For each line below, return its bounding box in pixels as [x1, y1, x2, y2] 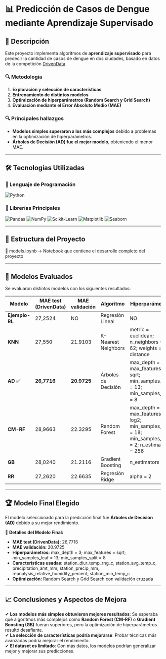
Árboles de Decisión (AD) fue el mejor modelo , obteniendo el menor [12, 139, 153, 145]
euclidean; [129, 332, 154, 339]
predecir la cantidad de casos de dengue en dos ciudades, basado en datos [5, 56, 160, 61]
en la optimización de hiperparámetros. [12, 133, 92, 139]
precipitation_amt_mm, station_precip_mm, [12, 565, 100, 571]
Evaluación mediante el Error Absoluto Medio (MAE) [12, 102, 122, 109]
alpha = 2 [129, 473, 152, 480]
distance [129, 351, 150, 358]
